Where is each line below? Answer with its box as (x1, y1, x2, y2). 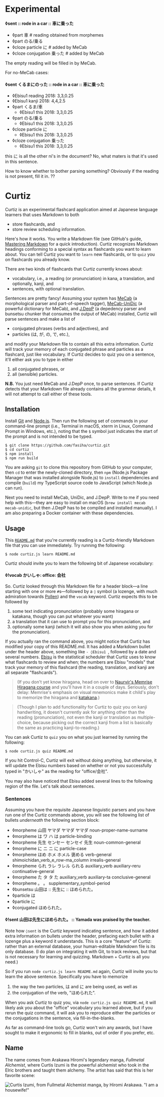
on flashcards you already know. (5, 256, 71, 262)
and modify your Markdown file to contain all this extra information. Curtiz (5, 341, 154, 347)
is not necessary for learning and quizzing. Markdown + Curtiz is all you (5, 954, 150, 959)
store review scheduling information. (12, 226, 86, 232)
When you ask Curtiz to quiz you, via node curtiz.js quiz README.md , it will (5, 999, 156, 1005)
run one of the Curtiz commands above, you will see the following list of (5, 812, 150, 818)
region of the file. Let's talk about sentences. (5, 783, 95, 789)
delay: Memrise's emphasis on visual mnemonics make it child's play (17, 690, 156, 695)
